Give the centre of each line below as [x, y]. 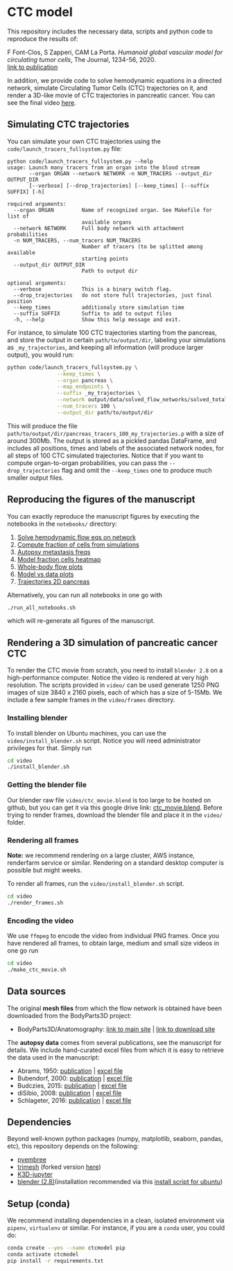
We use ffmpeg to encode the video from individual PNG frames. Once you [113, 935]
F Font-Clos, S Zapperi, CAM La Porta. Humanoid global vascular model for [115, 52]
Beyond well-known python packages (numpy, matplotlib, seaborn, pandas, [115, 1139]
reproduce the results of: [43, 38]
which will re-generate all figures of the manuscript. [81, 621]
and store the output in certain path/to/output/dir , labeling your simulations [116, 340]
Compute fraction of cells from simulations [78, 544]
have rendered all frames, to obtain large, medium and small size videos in [113, 943]
